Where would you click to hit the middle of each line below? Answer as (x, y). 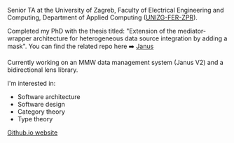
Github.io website (33, 133)
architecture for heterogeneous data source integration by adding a (130, 38)
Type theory (35, 119)
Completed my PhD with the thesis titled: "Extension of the (92, 31)
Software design (41, 104)
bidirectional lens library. (43, 70)
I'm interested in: (32, 83)
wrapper (20, 38)
